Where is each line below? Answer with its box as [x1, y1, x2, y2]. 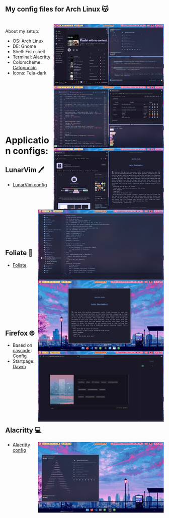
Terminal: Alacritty [12, 54, 51, 60]
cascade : [12, 348, 32, 354]
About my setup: [5, 28, 40, 34]
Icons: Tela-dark [12, 70, 47, 76]
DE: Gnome [12, 43, 36, 49]
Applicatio [5, 135, 49, 146]
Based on [12, 342, 33, 348]
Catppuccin [12, 64, 37, 70]
